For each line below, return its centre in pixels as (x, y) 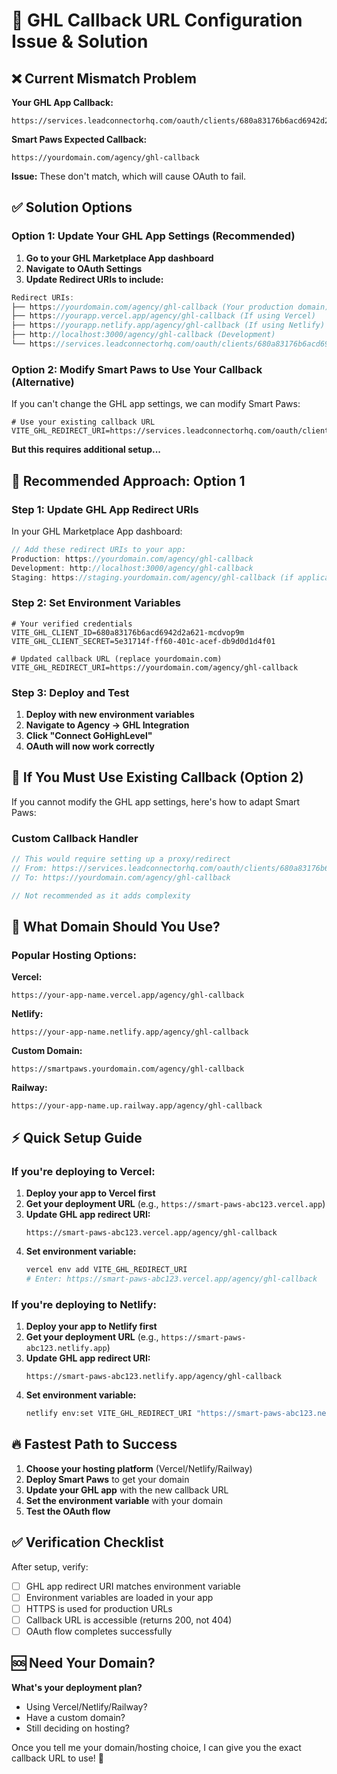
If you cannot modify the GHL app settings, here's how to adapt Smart (156, 801)
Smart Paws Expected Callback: (79, 139)
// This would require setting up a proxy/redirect (121, 859)
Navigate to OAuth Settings (84, 268)
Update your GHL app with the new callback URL (127, 1490)
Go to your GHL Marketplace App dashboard (119, 258)
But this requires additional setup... (86, 450)
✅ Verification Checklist (87, 1542)
